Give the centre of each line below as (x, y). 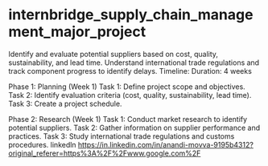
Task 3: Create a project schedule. (65, 103)
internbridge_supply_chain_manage (131, 15)
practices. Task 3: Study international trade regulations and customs (122, 136)
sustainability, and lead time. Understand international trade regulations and (134, 63)
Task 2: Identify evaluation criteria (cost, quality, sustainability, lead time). (130, 95)
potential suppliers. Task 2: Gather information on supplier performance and (134, 128)
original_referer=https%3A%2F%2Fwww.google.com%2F (105, 153)
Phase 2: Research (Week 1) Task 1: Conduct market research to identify (128, 119)
